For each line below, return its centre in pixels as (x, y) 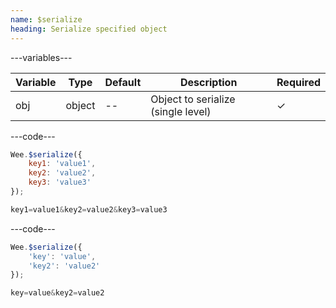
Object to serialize (193, 99)
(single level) (181, 111)
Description (208, 82)
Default (123, 82)
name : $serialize (46, 19)
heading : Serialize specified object (89, 29)
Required (298, 82)
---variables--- (41, 57)
